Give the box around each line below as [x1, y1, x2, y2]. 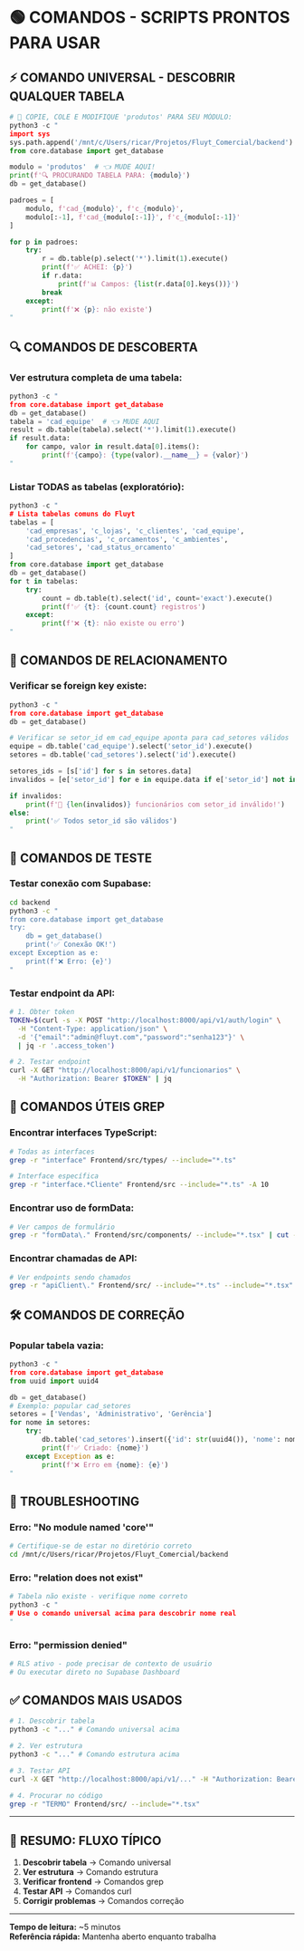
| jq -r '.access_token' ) [17, 1041, 116, 1050]
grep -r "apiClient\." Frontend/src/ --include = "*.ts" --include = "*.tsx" [9, 1281, 294, 1290]
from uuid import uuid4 [9, 1376, 100, 1386]
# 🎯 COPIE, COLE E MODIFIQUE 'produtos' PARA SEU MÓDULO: [9, 112, 233, 121]
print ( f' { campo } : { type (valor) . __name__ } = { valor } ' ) [42, 450, 249, 460]
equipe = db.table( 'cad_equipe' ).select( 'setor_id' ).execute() [9, 742, 253, 751]
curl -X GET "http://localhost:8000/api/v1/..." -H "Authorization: [9, 1774, 273, 1783]
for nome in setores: [9, 1418, 91, 1427]
